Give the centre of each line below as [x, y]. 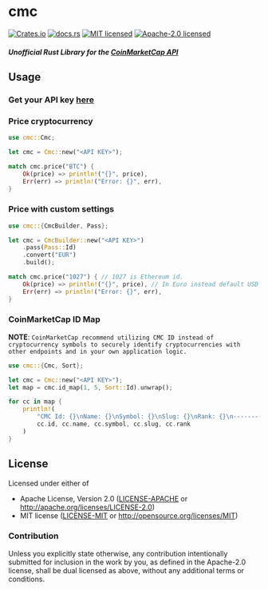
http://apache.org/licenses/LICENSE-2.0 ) [87, 507]
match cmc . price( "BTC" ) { [51, 166]
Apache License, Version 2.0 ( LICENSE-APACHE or [104, 498]
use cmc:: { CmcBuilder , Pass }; [59, 226]
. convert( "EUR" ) [50, 255]
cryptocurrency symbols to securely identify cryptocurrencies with [124, 344]
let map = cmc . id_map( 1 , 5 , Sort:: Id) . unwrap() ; [91, 387]
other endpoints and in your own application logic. [98, 351]
